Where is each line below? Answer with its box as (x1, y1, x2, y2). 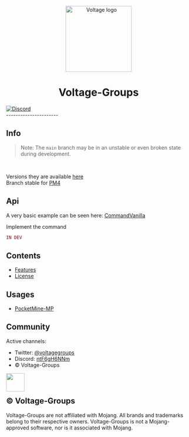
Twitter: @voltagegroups (14, 349, 75, 356)
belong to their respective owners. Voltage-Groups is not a (6, 418, 148, 425)
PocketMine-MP (14, 305, 54, 312)
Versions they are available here (6, 173, 84, 180)
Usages (6, 289, 35, 299)
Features (14, 266, 36, 273)
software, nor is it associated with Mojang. (30, 424, 133, 431)
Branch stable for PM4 (6, 179, 60, 186)
